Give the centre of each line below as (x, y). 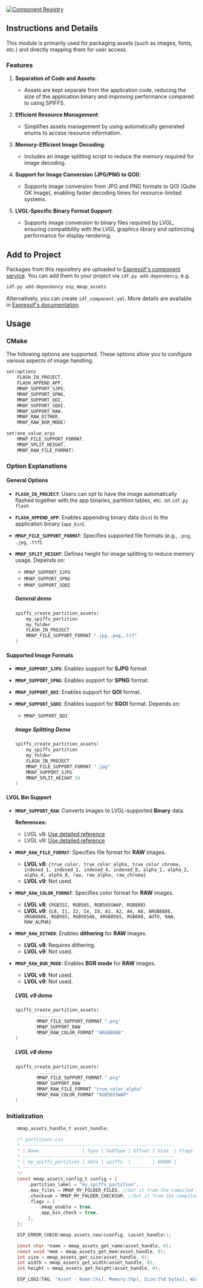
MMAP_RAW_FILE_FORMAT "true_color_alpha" (90, 1089)
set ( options (21, 372)
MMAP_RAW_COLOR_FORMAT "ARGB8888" (80, 1033)
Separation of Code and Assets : (56, 78)
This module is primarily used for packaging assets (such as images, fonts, (99, 43)
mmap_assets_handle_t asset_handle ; (63, 1129)
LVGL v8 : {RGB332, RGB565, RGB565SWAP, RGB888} (85, 905)
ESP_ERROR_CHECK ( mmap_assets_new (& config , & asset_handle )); (94, 1235)
